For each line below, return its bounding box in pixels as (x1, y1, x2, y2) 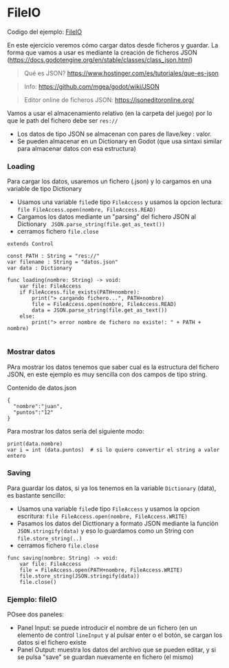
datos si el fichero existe (17, 638, 87, 647)
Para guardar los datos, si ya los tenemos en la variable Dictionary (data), (7, 484, 217, 492)
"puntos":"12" (13, 409, 54, 416)
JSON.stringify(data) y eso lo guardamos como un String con (17, 526, 194, 535)
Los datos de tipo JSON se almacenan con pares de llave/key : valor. (17, 130, 212, 138)
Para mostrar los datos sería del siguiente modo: (7, 427, 144, 435)
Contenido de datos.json (7, 383, 77, 392)
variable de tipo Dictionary (7, 185, 83, 193)
